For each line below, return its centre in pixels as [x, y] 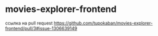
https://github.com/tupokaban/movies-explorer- [103, 23]
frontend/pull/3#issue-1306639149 [41, 28]
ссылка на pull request [29, 23]
